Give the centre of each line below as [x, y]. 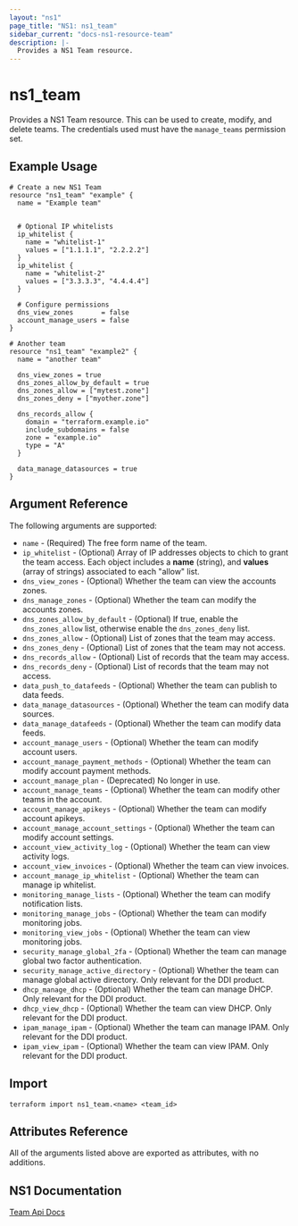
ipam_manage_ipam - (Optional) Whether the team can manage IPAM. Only [156, 1027]
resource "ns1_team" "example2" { [74, 351]
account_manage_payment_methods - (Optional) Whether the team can [146, 761]
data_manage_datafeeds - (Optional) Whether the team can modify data [151, 723]
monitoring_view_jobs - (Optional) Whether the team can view [136, 932]
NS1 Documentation [66, 1191]
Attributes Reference [69, 1131]
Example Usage [54, 167]
